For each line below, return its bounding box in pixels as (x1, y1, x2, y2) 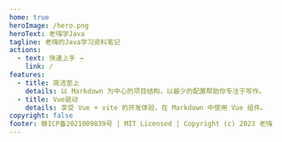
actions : (9, 46, 42, 55)
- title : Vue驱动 (17, 94, 79, 104)
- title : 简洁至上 (17, 78, 80, 87)
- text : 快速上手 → (17, 54, 84, 63)
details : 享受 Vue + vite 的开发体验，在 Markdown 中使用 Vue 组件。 (25, 103, 268, 112)
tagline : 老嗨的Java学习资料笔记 (9, 37, 121, 47)
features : (9, 71, 46, 79)
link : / (25, 63, 53, 71)
